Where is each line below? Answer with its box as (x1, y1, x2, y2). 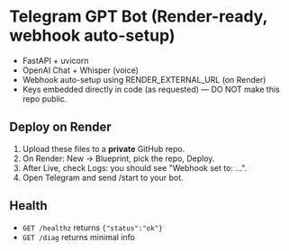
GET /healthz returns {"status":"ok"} (22, 222, 164, 233)
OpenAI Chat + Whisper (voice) (22, 65, 140, 76)
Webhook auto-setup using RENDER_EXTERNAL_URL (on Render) (22, 74, 266, 85)
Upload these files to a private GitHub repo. (22, 143, 185, 154)
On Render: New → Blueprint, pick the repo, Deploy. (22, 153, 215, 164)
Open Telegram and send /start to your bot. (22, 172, 184, 183)
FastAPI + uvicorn (22, 55, 89, 66)
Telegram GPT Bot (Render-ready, (9, 6, 268, 27)
